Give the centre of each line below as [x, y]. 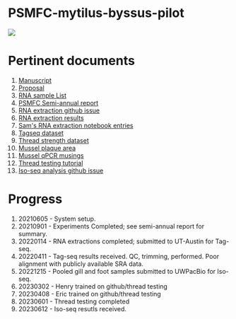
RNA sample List [42, 95]
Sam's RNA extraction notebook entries [76, 125]
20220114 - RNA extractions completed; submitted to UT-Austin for [116, 241]
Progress [35, 199]
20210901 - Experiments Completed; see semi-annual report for [111, 226]
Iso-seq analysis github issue [61, 170]
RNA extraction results [51, 117]
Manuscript [35, 80]
